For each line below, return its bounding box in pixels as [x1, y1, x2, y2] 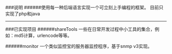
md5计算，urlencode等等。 [14, 32, 72, 38]
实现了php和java [5, 11, 40, 17]
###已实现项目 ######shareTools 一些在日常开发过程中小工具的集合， [5, 26, 155, 32]
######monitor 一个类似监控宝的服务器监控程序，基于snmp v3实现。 [5, 43, 153, 49]
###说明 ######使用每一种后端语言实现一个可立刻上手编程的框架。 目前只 [5, 5, 164, 10]
